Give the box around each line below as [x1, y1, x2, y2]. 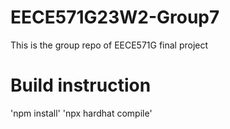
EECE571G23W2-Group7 [10, 6, 220, 29]
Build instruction [10, 74, 152, 97]
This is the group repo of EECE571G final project [10, 39, 209, 51]
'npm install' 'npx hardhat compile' [10, 107, 153, 119]
